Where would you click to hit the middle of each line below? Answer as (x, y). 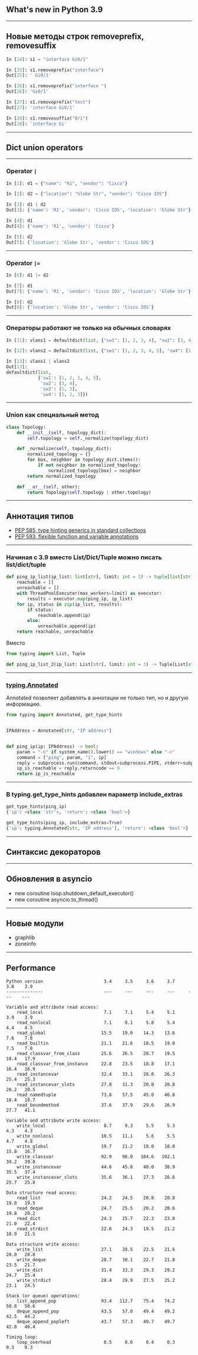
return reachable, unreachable (55, 632)
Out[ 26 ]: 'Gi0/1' (27, 92)
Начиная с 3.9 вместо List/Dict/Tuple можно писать (84, 557)
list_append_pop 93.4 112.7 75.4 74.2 (96, 1301)
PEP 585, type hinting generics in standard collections (80, 530)
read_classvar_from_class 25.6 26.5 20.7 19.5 (96, 1054)
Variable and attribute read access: (52, 1007)
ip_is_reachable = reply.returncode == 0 (68, 768)
